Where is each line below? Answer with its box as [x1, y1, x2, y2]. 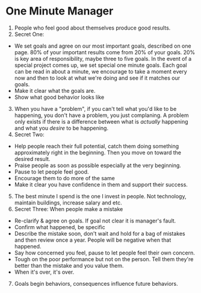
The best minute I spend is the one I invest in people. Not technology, [14, 192, 187, 200]
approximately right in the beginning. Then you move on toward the [14, 149, 182, 156]
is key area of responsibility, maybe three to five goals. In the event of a [14, 55, 192, 62]
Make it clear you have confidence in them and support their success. [14, 181, 188, 188]
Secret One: [14, 30, 45, 37]
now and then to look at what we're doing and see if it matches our [14, 74, 181, 81]
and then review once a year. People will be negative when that [14, 236, 172, 244]
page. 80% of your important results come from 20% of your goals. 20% [14, 48, 196, 55]
